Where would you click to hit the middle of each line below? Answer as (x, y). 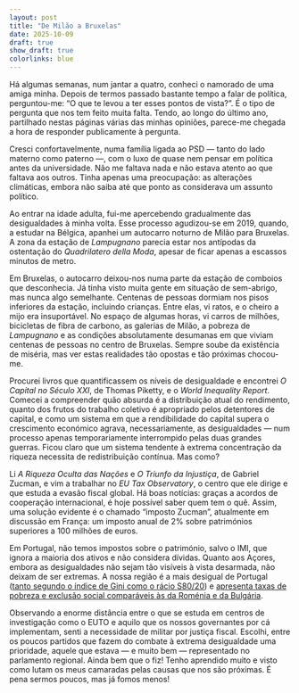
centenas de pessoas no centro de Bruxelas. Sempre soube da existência (144, 345)
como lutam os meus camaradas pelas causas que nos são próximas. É (141, 669)
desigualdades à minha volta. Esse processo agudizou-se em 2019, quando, (149, 223)
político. (24, 196)
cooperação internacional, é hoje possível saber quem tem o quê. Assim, (143, 502)
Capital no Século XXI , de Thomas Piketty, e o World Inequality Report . (140, 390)
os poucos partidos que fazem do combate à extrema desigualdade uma (143, 641)
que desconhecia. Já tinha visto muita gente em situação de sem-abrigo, (144, 288)
